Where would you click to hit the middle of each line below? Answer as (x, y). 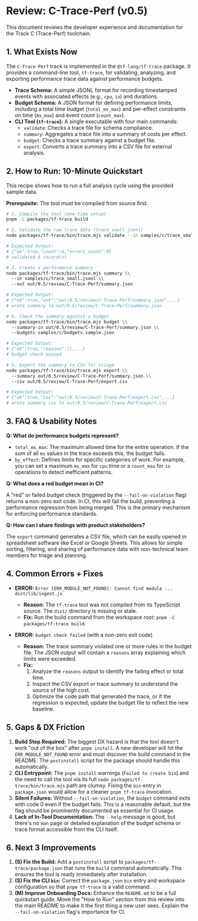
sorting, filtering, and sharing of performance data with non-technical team (97, 549)
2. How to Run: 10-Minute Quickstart (75, 171)
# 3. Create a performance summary (50, 268)
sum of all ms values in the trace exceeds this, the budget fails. (90, 453)
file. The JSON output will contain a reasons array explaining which (104, 652)
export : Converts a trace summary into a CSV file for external (98, 146)
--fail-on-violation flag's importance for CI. (70, 912)
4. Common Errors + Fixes (55, 574)
